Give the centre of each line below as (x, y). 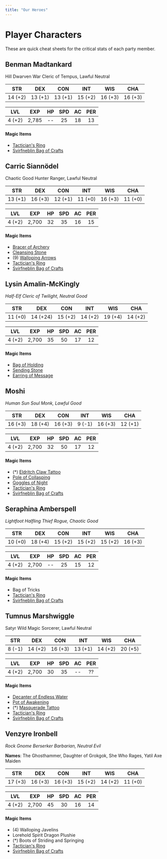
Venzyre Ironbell (31, 734)
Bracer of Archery (31, 247)
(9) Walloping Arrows (34, 257)
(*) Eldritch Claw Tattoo (36, 472)
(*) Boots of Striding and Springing (48, 840)
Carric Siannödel (32, 166)
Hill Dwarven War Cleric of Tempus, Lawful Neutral (57, 76)
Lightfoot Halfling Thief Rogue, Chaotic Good (52, 521)
